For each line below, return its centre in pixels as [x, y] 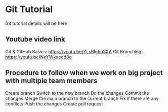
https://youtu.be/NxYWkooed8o [38, 57]
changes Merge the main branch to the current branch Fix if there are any [82, 98]
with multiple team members [51, 81]
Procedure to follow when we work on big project [84, 73]
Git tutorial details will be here [36, 23]
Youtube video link [35, 39]
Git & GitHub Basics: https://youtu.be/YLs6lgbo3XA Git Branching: [74, 51]
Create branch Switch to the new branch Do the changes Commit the [77, 93]
